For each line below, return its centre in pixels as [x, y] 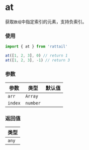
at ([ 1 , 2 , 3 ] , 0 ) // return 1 [37, 56]
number [33, 103]
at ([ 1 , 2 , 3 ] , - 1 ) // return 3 [38, 60]
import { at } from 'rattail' [37, 46]
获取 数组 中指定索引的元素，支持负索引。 [46, 21]
